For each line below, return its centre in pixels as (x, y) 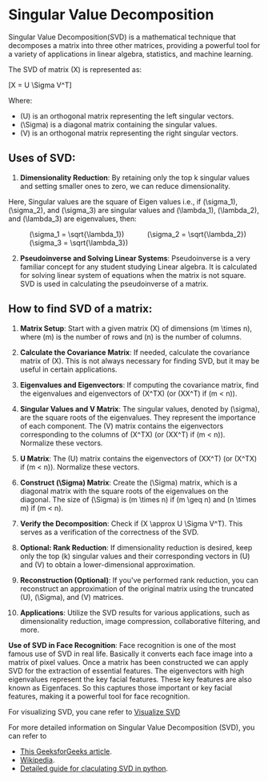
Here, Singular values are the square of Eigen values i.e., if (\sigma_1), (123, 201)
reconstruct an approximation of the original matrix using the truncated (137, 588)
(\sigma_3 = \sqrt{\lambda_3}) (79, 243)
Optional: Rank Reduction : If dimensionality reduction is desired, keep (136, 547)
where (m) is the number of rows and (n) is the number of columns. (131, 336)
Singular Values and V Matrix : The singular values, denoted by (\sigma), (140, 409)
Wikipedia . (37, 759)
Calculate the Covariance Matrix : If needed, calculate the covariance (135, 352)
